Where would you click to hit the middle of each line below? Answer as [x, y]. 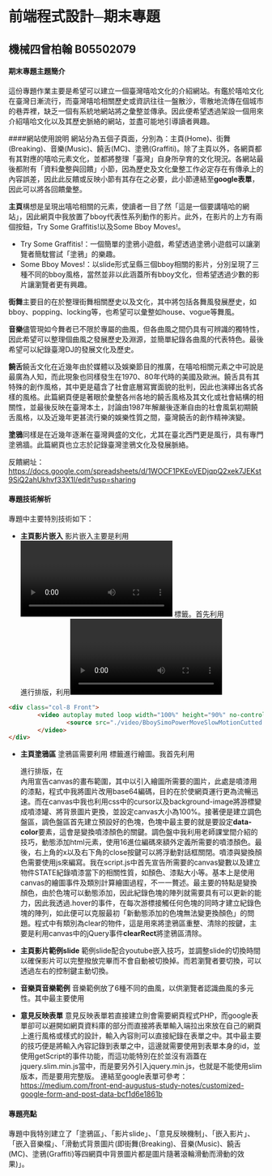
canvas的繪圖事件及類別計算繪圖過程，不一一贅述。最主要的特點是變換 [138, 883]
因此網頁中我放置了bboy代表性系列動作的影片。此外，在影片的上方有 [141, 217]
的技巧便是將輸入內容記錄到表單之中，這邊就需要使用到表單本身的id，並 [140, 1046]
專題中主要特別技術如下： [51, 518]
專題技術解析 [30, 499]
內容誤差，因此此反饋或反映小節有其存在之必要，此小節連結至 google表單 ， [134, 178]
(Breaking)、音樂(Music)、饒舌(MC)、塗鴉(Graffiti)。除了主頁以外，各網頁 [132, 148]
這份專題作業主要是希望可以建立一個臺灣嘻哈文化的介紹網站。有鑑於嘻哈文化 [136, 91]
